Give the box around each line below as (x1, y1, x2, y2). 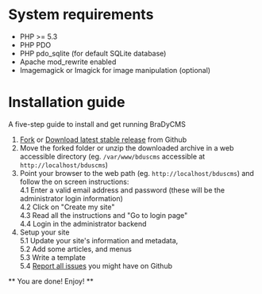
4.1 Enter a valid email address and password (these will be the (19, 185, 225, 195)
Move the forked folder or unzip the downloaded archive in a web (19, 143, 234, 152)
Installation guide (8, 94, 125, 112)
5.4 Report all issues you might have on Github (19, 261, 173, 270)
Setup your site (19, 227, 70, 237)
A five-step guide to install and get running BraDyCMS (8, 119, 187, 128)
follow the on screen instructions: (19, 177, 129, 186)
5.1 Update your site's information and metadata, (19, 235, 179, 245)
